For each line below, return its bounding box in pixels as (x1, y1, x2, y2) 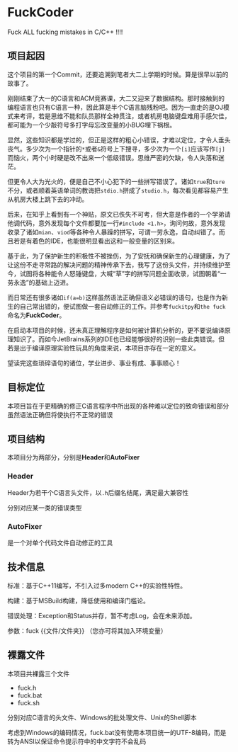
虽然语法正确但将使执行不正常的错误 (7, 410, 113, 418)
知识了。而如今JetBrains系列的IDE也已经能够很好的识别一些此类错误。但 (13, 334, 225, 343)
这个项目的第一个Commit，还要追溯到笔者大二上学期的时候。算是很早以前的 (7, 70, 229, 79)
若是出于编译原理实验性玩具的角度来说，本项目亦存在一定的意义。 (7, 343, 200, 352)
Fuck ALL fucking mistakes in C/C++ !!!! (7, 28, 123, 36)
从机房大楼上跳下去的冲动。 (7, 195, 89, 203)
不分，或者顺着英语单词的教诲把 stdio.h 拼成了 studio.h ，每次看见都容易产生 (7, 186, 229, 195)
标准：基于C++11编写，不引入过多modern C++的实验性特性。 (7, 581, 186, 590)
